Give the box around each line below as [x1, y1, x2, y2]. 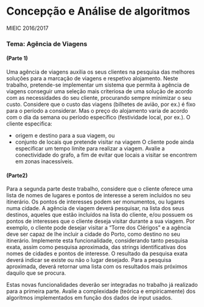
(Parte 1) [6, 55, 29, 62]
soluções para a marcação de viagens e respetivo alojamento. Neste [6, 75, 178, 82]
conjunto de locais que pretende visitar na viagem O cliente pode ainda [15, 138, 194, 146]
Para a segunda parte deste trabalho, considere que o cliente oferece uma [6, 185, 193, 192]
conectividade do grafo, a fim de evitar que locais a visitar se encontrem [15, 151, 197, 159]
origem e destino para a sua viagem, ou [15, 132, 115, 139]
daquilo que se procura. [6, 269, 66, 277]
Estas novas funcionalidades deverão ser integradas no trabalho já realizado [6, 281, 198, 289]
